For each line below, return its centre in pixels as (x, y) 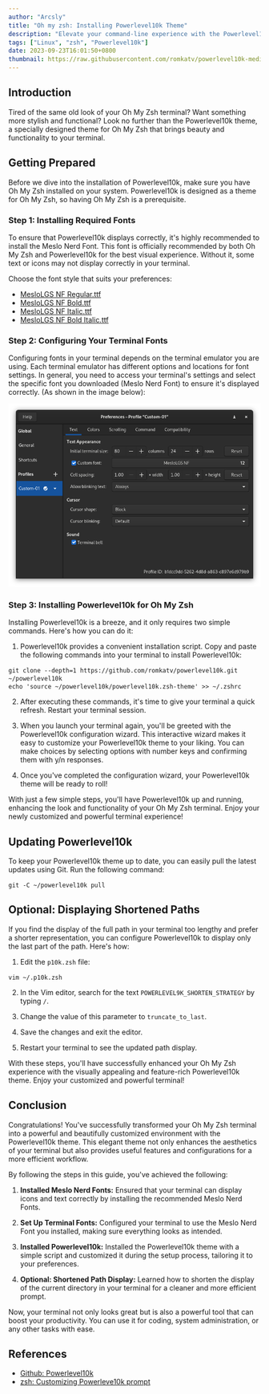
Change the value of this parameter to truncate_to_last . (113, 1016)
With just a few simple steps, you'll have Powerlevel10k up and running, (126, 799)
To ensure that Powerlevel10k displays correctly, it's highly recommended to (134, 238)
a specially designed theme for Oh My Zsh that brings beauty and (116, 129)
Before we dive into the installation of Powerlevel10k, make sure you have (129, 182)
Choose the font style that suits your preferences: (90, 278)
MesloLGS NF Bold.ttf (55, 303)
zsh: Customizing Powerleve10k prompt (85, 1382)
